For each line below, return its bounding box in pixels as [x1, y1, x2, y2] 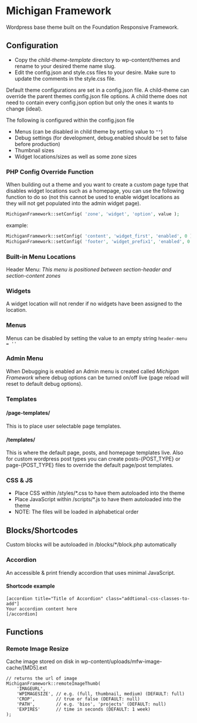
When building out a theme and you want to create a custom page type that [6, 181, 189, 188]
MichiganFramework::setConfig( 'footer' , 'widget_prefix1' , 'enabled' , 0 [6, 238, 191, 245]
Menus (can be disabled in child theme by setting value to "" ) [14, 128, 163, 135]
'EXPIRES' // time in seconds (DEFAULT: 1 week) [16, 707, 151, 712]
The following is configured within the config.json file [6, 116, 135, 124]
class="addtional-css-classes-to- [106, 595, 191, 601]
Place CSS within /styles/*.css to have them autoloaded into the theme [14, 489, 185, 497]
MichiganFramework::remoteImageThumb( [6, 681, 101, 687]
